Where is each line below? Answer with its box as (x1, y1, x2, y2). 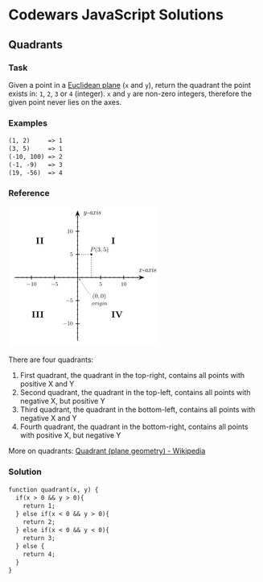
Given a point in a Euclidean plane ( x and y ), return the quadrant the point (8, 80, 251, 89)
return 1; (23, 501, 56, 509)
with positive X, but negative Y (19, 430, 121, 440)
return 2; (23, 518, 56, 526)
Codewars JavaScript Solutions (8, 6, 224, 24)
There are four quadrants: (8, 355, 94, 364)
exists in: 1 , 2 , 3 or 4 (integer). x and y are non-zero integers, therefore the (8, 89, 252, 98)
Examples (8, 117, 48, 128)
